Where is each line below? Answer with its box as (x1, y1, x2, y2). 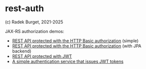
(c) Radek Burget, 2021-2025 (5, 19, 63, 25)
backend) (12, 48, 32, 54)
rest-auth (5, 3, 44, 14)
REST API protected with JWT (12, 53, 72, 59)
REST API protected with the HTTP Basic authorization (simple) (12, 37, 139, 44)
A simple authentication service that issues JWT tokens (12, 58, 124, 64)
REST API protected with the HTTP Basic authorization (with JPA (12, 43, 142, 49)
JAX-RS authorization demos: (5, 28, 64, 34)
